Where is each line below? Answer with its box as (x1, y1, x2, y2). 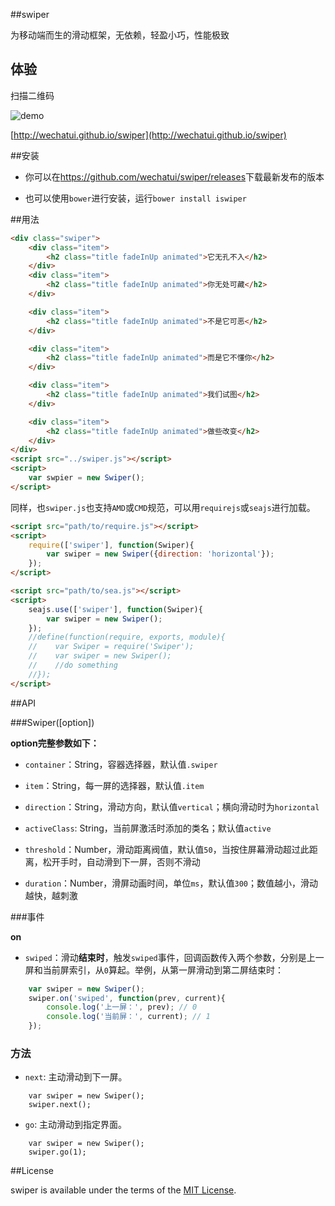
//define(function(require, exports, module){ (28, 632, 226, 643)
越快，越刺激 (24, 889, 78, 901)
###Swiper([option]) (10, 716, 95, 728)
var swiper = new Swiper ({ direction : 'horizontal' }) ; (46, 549, 275, 559)
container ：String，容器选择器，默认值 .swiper (24, 758, 218, 770)
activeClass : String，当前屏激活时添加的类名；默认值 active (24, 822, 272, 834)
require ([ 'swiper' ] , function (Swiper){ (28, 540, 195, 550)
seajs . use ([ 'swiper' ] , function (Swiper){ (28, 604, 203, 614)
